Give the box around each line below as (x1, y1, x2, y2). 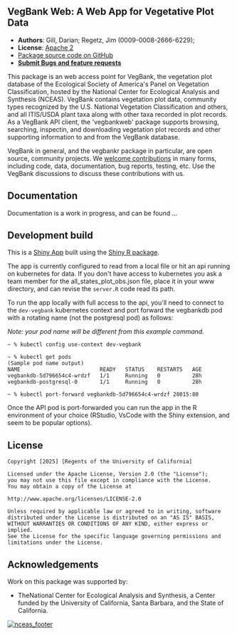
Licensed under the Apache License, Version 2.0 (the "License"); (7, 471, 209, 478)
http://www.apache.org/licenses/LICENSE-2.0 (7, 495, 142, 503)
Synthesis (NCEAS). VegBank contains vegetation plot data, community (7, 95, 217, 103)
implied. (7, 527, 33, 534)
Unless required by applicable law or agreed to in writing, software (7, 508, 221, 515)
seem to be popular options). (7, 419, 93, 427)
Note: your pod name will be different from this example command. (7, 327, 204, 336)
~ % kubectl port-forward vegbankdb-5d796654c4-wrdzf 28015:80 (7, 391, 199, 398)
